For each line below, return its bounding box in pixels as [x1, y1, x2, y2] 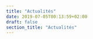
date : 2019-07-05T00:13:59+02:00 [6, 14, 88, 19]
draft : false [6, 19, 38, 25]
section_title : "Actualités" [6, 24, 77, 30]
